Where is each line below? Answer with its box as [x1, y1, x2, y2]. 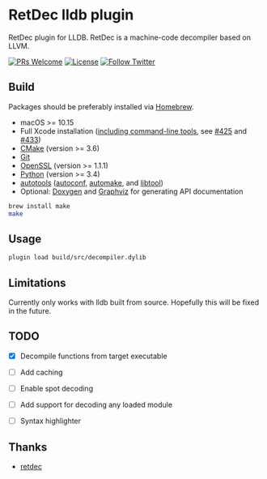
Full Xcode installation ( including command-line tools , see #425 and [19, 126, 248, 135]
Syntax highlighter [19, 416, 82, 426]
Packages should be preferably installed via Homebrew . [8, 101, 194, 111]
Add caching [19, 367, 63, 377]
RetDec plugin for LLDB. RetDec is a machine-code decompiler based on [8, 32, 252, 42]
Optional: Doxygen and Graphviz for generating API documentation [19, 186, 244, 196]
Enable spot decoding [19, 383, 94, 393]
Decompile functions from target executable [19, 351, 167, 361]
